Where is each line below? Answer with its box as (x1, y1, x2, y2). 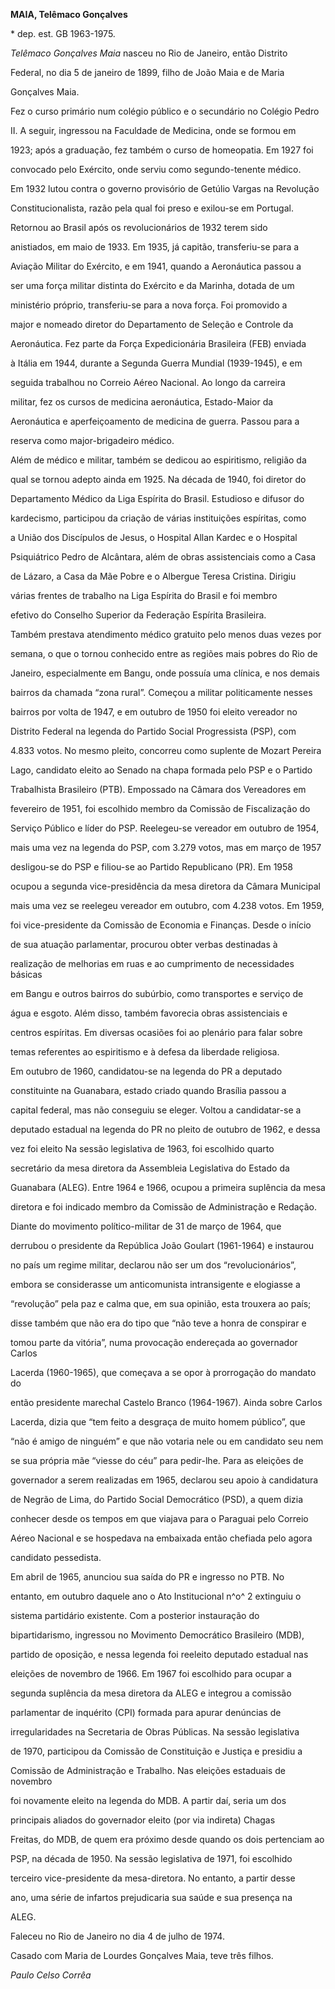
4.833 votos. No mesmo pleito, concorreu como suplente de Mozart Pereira (10, 745, 322, 756)
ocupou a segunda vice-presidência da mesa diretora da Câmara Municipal (10, 880, 321, 892)
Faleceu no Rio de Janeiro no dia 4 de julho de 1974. (10, 1930, 225, 1942)
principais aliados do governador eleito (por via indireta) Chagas (10, 1814, 276, 1826)
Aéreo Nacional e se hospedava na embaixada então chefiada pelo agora (10, 1532, 313, 1544)
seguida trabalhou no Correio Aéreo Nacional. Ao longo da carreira (10, 377, 286, 388)
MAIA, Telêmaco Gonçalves (10, 9, 128, 20)
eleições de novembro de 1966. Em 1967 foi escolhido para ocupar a (10, 1668, 292, 1679)
